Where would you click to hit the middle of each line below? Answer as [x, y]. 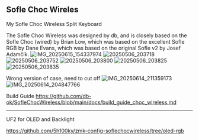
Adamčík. [18, 54]
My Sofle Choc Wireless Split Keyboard [54, 24]
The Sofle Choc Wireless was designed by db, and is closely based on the [97, 35]
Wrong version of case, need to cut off [53, 78]
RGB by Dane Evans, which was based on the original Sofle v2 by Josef [94, 48]
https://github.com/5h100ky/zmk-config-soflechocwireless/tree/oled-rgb [95, 131]
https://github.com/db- [63, 96]
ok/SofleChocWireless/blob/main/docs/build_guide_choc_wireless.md [91, 102]
